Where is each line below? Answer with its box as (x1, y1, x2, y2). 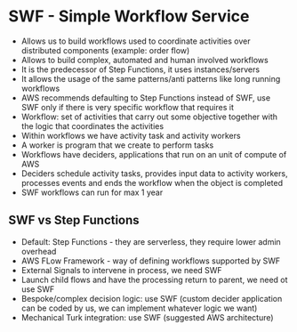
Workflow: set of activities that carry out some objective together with (20, 111, 277, 122)
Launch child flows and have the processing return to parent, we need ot (20, 274, 288, 285)
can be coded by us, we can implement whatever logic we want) (20, 303, 258, 313)
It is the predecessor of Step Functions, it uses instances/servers (20, 64, 260, 75)
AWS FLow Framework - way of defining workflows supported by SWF (20, 255, 281, 266)
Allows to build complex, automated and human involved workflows (20, 54, 269, 65)
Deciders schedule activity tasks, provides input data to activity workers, (20, 167, 288, 179)
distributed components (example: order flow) (20, 45, 190, 55)
